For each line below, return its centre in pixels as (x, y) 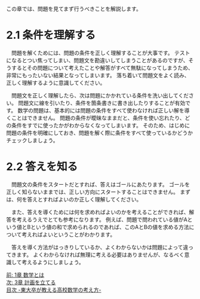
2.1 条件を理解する (51, 35)
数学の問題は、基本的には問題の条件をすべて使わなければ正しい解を (101, 110)
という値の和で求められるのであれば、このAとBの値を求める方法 (110, 227)
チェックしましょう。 (32, 140)
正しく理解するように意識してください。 (56, 83)
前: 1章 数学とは (25, 274)
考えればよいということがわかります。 (69, 234)
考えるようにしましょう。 (53, 262)
